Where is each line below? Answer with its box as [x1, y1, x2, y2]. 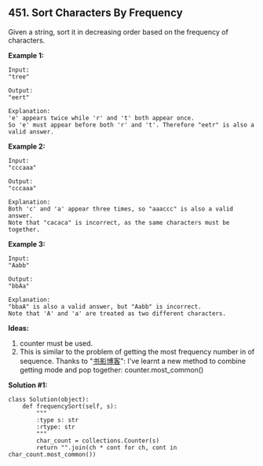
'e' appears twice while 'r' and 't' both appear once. [8, 114, 195, 122]
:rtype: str [36, 423, 76, 431]
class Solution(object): [8, 395, 89, 403]
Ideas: [8, 323, 29, 332]
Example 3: [8, 239, 46, 248]
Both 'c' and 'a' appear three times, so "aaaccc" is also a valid [8, 204, 234, 213]
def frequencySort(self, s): [22, 402, 118, 410]
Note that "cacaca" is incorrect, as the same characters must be [8, 218, 230, 226]
